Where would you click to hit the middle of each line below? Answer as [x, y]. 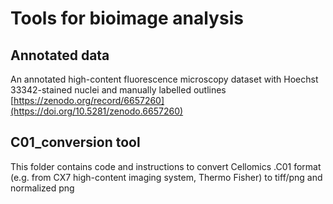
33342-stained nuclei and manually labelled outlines [118, 90]
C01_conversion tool [75, 142]
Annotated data [60, 55]
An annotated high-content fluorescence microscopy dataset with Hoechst [164, 79]
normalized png [42, 188]
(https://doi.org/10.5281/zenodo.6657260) [97, 111]
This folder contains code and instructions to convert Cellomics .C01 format [166, 166]
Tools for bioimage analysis [127, 18]
